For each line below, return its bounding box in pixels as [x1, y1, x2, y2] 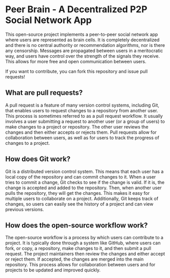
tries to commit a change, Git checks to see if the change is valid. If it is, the [5, 179, 165, 185]
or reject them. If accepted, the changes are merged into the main [5, 256, 144, 262]
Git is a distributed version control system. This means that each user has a [5, 168, 164, 174]
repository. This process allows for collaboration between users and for [5, 262, 156, 268]
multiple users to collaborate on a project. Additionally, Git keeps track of [5, 195, 159, 201]
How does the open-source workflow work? [5, 221, 148, 230]
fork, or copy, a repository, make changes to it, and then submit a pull [5, 245, 152, 251]
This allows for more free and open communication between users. [5, 58, 147, 64]
